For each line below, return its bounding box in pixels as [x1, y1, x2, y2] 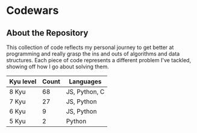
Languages [69, 77, 102, 85]
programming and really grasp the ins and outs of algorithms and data [6, 50, 180, 57]
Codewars [6, 4, 59, 18]
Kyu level [9, 77, 37, 85]
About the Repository [6, 28, 89, 38]
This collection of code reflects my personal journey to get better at [6, 44, 174, 51]
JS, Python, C [66, 88, 105, 96]
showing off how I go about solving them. [6, 63, 110, 70]
